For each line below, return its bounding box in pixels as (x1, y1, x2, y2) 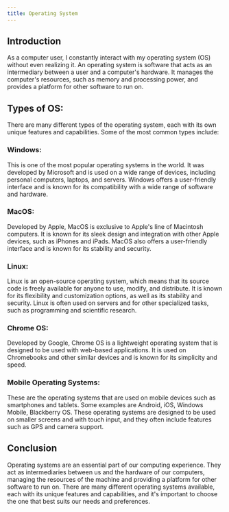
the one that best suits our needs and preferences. (7, 497, 151, 505)
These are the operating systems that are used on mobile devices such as (7, 393, 216, 402)
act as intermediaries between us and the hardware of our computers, (7, 467, 205, 476)
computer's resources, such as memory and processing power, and (7, 75, 199, 84)
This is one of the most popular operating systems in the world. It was (7, 160, 204, 169)
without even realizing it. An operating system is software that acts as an (7, 61, 213, 69)
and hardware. (7, 190, 48, 198)
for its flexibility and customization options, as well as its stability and (7, 292, 202, 300)
